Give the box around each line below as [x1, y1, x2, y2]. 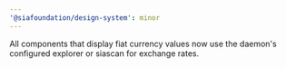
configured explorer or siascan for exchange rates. [9, 47, 200, 59]
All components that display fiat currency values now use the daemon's [9, 38, 277, 49]
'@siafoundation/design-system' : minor [9, 13, 161, 23]
